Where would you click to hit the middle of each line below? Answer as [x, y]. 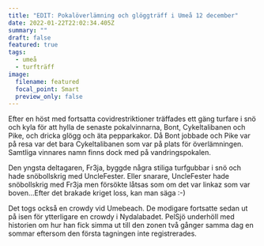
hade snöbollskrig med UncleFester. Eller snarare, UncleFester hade [119, 176]
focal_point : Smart [47, 89]
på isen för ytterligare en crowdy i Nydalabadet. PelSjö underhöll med [121, 217]
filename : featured [47, 81]
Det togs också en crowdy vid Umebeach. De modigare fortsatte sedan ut [128, 208]
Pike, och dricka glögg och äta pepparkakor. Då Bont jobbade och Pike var [129, 136]
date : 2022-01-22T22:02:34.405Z [61, 23]
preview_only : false [49, 97]
